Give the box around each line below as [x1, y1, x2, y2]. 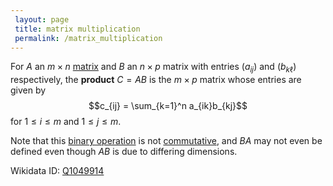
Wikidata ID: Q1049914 [10, 165, 105, 177]
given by [10, 84, 47, 96]
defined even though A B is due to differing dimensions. [10, 146, 238, 158]
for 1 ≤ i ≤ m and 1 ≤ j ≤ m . [10, 116, 122, 128]
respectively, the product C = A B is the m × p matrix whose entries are [10, 74, 302, 86]
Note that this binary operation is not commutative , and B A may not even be [10, 135, 323, 147]
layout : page [14, 14, 70, 25]
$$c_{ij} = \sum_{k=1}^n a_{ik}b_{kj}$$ [88, 100, 248, 112]
